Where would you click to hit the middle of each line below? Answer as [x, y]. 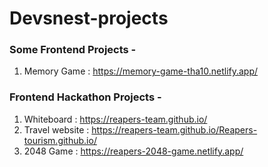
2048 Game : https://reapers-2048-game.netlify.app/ [133, 151]
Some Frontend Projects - [73, 50]
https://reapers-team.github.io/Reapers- [174, 129]
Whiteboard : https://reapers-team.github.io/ [115, 119]
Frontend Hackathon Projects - [85, 97]
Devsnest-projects [89, 18]
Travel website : [56, 129]
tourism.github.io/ [60, 140]
